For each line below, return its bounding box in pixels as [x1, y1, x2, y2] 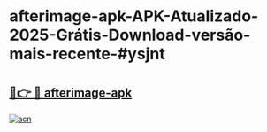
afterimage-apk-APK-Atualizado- [9, 6, 259, 27]
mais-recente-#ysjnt [9, 44, 165, 64]
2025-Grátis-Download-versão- [9, 25, 251, 45]
